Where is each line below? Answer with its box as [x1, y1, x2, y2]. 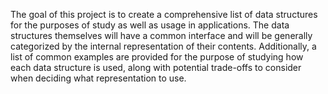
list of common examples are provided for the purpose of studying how [10, 51, 304, 63]
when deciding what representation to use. [10, 72, 187, 84]
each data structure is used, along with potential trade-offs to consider [10, 62, 302, 73]
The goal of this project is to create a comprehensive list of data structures [10, 9, 318, 20]
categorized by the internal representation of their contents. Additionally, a [10, 40, 317, 52]
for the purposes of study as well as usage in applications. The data [10, 19, 290, 31]
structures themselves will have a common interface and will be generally [10, 30, 313, 41]
